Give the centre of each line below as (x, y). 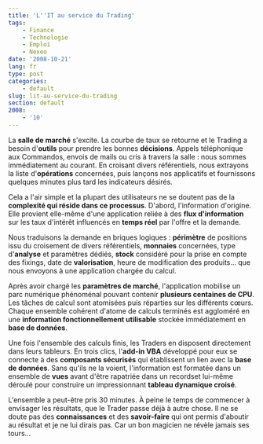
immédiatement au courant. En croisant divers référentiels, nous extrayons (128, 165)
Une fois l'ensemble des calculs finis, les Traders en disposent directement (130, 343)
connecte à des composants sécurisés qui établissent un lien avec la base (130, 359)
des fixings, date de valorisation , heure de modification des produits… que (130, 262)
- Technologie (45, 37)
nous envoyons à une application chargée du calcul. (92, 270)
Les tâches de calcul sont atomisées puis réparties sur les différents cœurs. (131, 303)
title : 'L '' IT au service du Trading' (71, 15)
